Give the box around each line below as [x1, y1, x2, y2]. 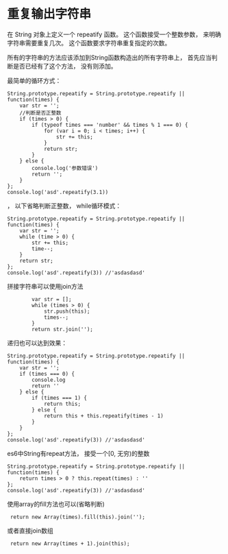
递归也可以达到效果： [7, 339, 67, 347]
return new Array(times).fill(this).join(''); [10, 514, 146, 520]
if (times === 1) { [31, 394, 88, 401]
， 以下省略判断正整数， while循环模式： [7, 202, 122, 210]
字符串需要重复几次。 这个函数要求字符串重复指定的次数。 [7, 38, 171, 47]
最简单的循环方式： [7, 76, 62, 84]
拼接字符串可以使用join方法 [7, 282, 84, 290]
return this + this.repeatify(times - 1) [43, 412, 164, 419]
